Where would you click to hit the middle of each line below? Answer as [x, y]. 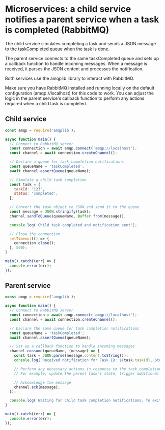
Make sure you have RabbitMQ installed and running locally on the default [80, 88]
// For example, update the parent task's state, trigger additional [87, 373]
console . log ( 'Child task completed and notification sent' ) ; [73, 225]
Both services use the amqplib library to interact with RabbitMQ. [70, 78]
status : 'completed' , [36, 194]
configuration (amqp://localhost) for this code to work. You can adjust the [79, 93]
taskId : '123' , [29, 189]
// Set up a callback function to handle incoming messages [72, 346]
